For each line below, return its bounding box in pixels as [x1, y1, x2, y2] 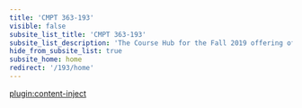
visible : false [9, 22, 67, 31]
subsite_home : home [9, 55, 83, 64]
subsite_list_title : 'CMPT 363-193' [9, 30, 147, 39]
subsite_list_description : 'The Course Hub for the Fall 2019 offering [9, 38, 283, 48]
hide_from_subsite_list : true [9, 47, 123, 56]
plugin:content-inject [9, 87, 87, 99]
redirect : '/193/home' [9, 64, 94, 73]
